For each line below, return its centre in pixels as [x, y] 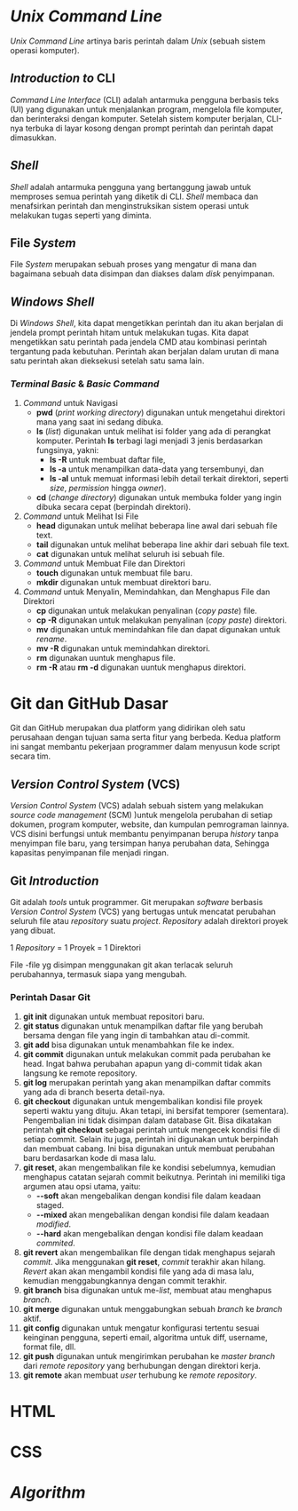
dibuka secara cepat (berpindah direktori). [114, 507]
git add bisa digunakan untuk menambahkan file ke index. [129, 1045]
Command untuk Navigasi [71, 403]
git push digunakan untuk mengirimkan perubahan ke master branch [149, 1356]
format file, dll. [49, 1347]
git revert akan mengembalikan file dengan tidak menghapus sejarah [149, 1253]
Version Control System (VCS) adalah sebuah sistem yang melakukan [137, 806]
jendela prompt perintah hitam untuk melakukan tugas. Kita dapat [129, 333]
